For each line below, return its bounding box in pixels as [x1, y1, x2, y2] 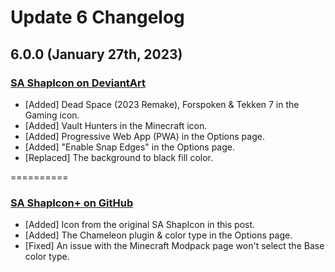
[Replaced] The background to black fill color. [24, 151, 214, 163]
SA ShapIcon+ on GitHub [10, 196, 134, 210]
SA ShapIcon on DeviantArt [10, 76, 147, 90]
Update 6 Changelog [10, 6, 185, 29]
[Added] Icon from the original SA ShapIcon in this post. [24, 219, 256, 231]
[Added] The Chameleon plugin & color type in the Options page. [24, 229, 293, 241]
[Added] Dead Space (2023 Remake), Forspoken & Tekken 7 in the [24, 98, 300, 110]
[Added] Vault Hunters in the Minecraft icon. [24, 119, 208, 131]
